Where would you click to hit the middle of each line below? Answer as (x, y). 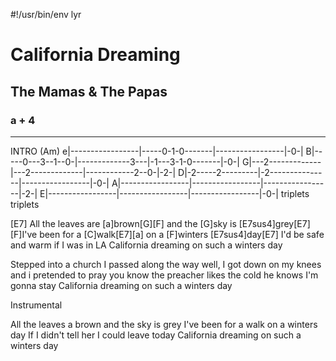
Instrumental (36, 305)
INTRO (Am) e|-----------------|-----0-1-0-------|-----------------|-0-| (157, 151)
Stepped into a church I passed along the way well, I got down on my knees (166, 264)
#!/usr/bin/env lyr (46, 14)
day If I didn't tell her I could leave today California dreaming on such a (156, 335)
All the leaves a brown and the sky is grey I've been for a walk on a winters (164, 324)
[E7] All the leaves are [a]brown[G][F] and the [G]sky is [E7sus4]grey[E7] (160, 223)
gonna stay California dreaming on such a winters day (121, 285)
